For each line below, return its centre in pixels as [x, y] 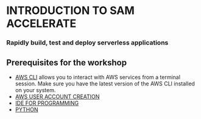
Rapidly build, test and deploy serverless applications [87, 43]
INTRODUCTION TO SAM [71, 11]
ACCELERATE [41, 23]
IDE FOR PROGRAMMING [47, 103]
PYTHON [26, 109]
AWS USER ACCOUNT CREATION [57, 96]
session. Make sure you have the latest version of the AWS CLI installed [105, 84]
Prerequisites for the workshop [66, 63]
